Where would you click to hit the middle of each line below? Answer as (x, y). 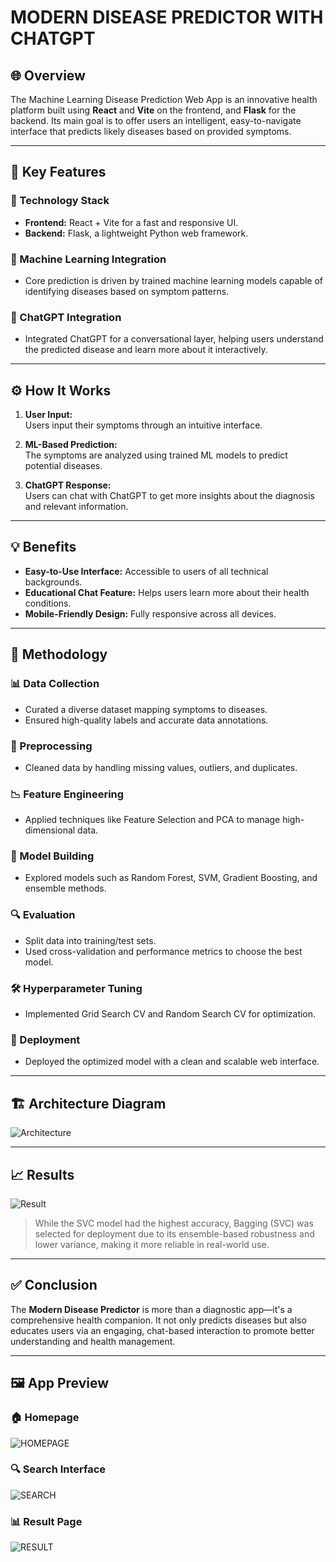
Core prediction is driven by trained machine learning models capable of (174, 280)
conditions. (48, 603)
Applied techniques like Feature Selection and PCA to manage (152, 820)
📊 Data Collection (55, 684)
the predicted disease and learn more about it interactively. (146, 350)
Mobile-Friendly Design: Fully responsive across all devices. (150, 613)
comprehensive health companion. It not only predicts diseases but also (158, 1320)
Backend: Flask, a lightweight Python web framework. (136, 233)
